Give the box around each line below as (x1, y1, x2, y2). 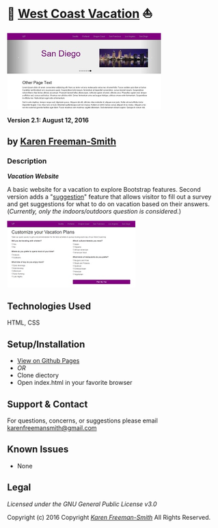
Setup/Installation (7, 338, 85, 350)
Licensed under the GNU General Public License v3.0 (7, 500, 157, 508)
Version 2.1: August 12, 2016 (7, 116, 89, 124)
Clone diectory (16, 371, 59, 379)
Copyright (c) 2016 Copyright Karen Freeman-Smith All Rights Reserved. (7, 513, 211, 521)
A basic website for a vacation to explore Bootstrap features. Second (7, 185, 202, 193)
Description (7, 156, 47, 166)
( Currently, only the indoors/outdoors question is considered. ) (7, 207, 182, 215)
